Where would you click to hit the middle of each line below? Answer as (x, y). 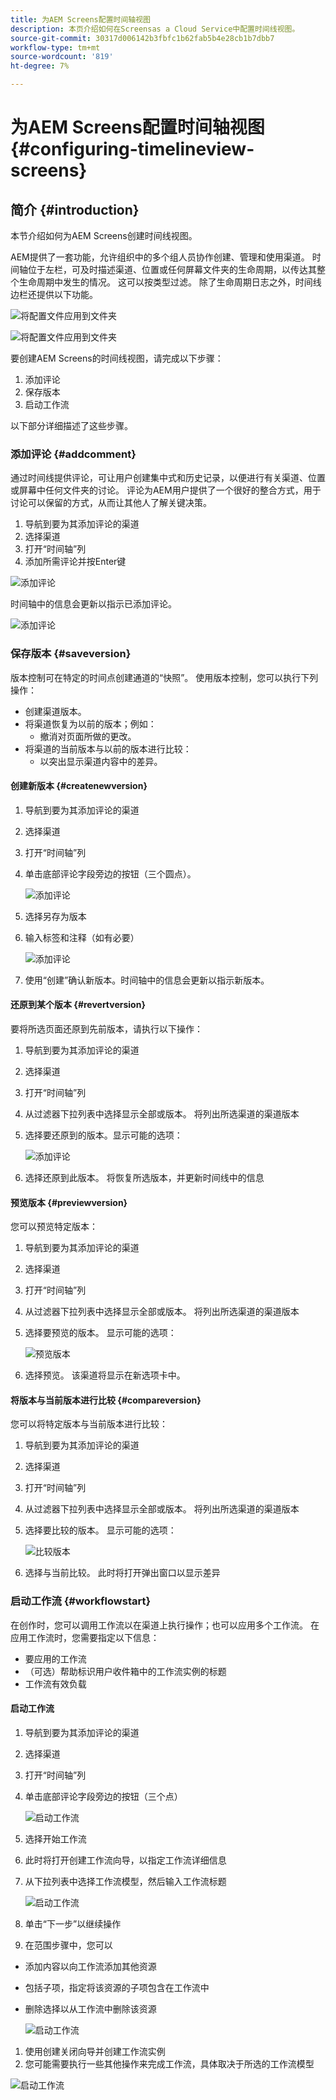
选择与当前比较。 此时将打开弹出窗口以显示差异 (122, 1573)
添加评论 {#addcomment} (73, 454)
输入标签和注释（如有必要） (82, 937)
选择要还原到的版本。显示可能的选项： (103, 1135)
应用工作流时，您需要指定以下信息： (85, 1637)
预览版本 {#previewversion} (69, 1202)
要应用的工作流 (55, 1658)
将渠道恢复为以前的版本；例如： (90, 723)
